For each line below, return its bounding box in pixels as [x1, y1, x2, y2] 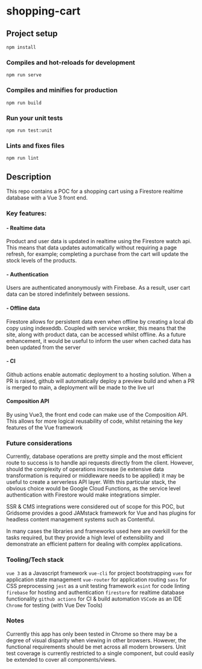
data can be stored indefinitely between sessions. [6, 290, 130, 298]
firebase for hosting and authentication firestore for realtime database [6, 589, 185, 596]
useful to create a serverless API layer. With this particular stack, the [6, 478, 176, 486]
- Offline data [6, 304, 40, 312]
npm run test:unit [6, 127, 52, 134]
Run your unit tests [6, 114, 63, 122]
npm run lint [6, 155, 39, 162]
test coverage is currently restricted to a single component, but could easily [6, 649, 194, 657]
